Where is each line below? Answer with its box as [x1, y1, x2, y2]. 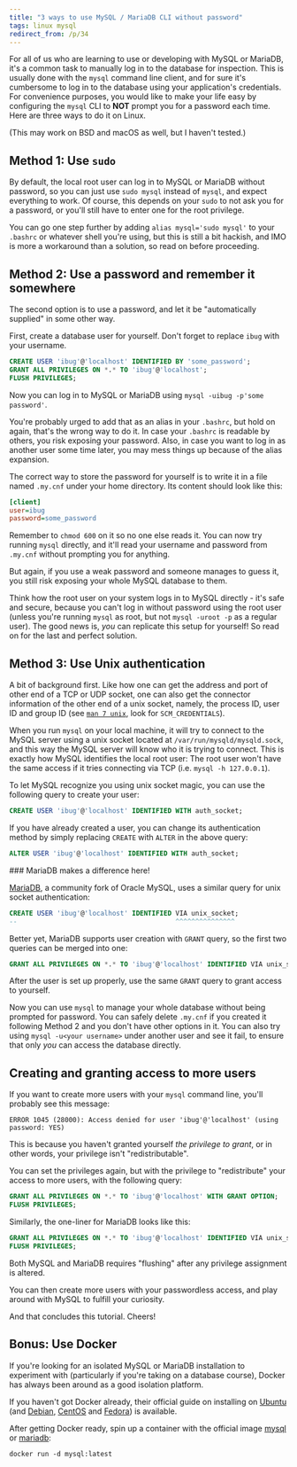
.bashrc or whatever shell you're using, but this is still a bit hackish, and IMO [9, 231, 287, 242]
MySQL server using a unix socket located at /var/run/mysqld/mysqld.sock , [9, 735, 284, 745]
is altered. [9, 1267, 46, 1277]
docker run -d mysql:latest [9, 1449, 113, 1458]
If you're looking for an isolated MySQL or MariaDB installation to [9, 1360, 246, 1370]
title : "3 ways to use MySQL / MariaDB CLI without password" [9, 12, 243, 22]
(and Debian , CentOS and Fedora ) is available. [9, 1406, 178, 1416]
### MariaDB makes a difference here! [9, 865, 150, 876]
